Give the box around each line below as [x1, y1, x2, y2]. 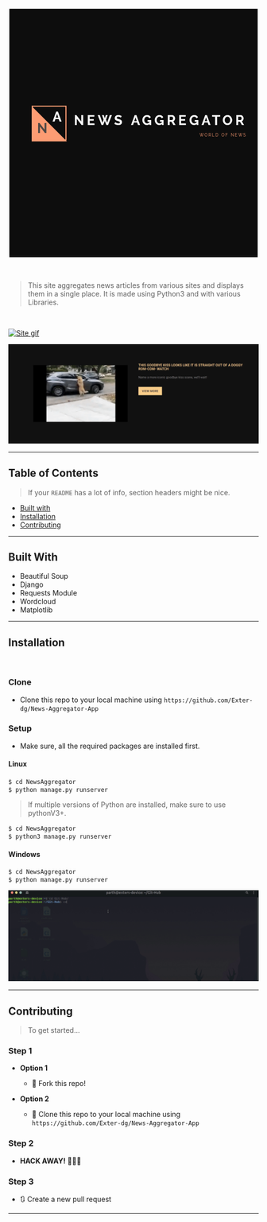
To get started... [27, 1026, 81, 1035]
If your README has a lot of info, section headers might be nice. [27, 487, 230, 497]
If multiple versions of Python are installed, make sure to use [27, 800, 226, 809]
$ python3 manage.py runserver [8, 832, 112, 841]
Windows [8, 849, 41, 859]
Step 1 [8, 1045, 33, 1057]
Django [19, 580, 44, 589]
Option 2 [19, 1094, 49, 1104]
